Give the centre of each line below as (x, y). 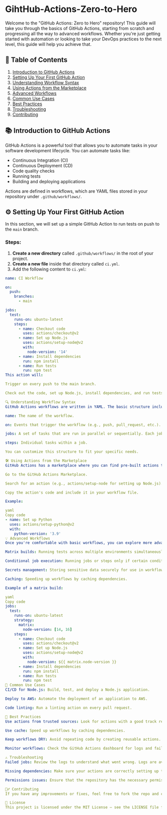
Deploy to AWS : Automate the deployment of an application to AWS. (77, 699)
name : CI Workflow (24, 278)
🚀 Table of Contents (36, 60)
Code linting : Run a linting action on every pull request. (69, 708)
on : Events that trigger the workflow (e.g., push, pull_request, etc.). (83, 425)
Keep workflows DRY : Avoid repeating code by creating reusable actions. (83, 740)
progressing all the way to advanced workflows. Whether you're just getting (83, 33)
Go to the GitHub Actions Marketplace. (46, 474)
